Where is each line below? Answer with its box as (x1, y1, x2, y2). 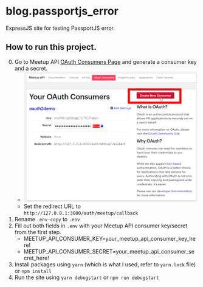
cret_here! (23, 254, 49, 262)
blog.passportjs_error (5, 4, 119, 18)
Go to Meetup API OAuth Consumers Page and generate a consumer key (14, 58, 197, 65)
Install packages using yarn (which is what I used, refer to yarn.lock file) (14, 261, 196, 268)
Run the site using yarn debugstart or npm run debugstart (14, 274, 159, 281)
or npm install (14, 268, 52, 275)
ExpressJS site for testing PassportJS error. (5, 24, 115, 32)
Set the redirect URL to (23, 202, 81, 210)
